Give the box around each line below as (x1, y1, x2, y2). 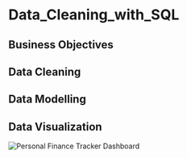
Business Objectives (8, 38, 114, 52)
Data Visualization (8, 119, 102, 134)
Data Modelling (8, 93, 86, 106)
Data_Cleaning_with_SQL (8, 6, 180, 24)
